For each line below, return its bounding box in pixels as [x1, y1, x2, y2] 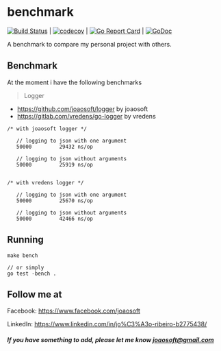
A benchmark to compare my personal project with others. [7, 40, 172, 48]
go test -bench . [7, 270, 57, 277]
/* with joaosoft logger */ [7, 125, 88, 132]
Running [7, 234, 44, 245]
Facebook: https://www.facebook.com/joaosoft [7, 306, 140, 315]
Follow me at [7, 289, 62, 300]
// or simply [7, 264, 44, 271]
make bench [7, 252, 38, 259]
